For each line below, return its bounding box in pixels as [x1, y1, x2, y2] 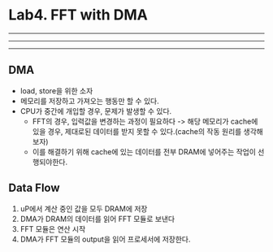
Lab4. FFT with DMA [8, 6, 149, 24]
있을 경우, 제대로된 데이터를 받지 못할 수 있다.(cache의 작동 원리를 [32, 126, 242, 136]
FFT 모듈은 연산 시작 [19, 224, 86, 233]
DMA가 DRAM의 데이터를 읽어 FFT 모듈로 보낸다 [19, 214, 175, 224]
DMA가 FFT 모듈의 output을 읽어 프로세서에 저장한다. [19, 234, 191, 244]
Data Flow [8, 181, 60, 195]
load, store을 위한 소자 [19, 85, 93, 95]
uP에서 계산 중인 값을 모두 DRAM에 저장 [19, 203, 148, 213]
